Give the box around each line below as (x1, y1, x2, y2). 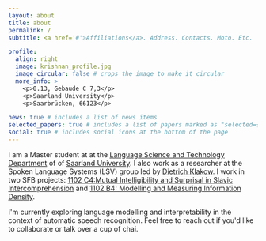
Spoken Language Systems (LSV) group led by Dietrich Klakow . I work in (8, 167, 245, 176)
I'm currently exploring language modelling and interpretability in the (8, 207, 232, 217)
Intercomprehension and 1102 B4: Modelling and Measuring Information (8, 183, 241, 193)
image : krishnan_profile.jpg (15, 62, 112, 71)
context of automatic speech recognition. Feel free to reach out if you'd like (8, 215, 254, 225)
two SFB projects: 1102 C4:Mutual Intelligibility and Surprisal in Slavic (8, 175, 234, 184)
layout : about (8, 11, 55, 20)
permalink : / (8, 26, 51, 34)
